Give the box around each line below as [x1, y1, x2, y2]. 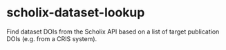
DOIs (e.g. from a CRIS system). [6, 34, 97, 42]
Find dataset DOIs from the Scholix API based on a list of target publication [6, 27, 220, 36]
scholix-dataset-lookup [6, 5, 145, 21]
